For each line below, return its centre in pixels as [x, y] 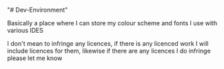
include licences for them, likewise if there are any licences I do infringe [109, 51]
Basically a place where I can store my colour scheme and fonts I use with [112, 23]
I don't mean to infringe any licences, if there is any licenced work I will [108, 43]
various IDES [25, 30]
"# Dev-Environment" [38, 10]
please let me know [35, 58]
